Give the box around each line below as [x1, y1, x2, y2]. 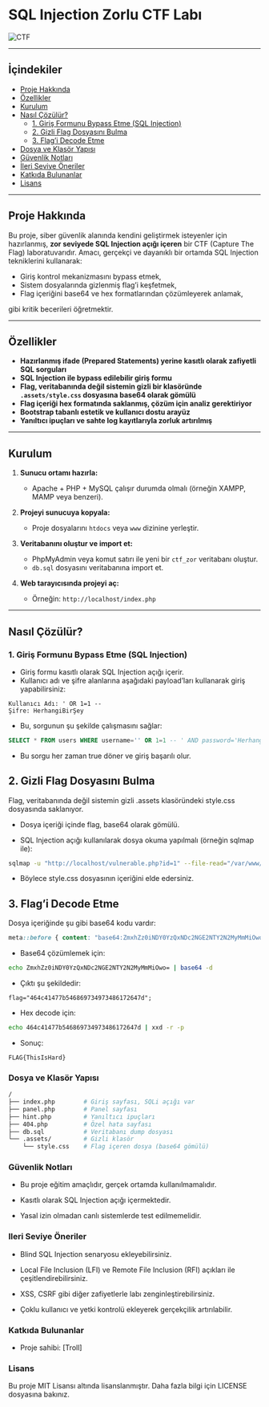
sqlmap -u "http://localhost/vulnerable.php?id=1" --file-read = [8, 859, 227, 867]
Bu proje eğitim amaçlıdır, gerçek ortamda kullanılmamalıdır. [19, 1180, 217, 1189]
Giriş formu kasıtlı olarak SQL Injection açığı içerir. [19, 667, 184, 676]
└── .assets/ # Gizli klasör [8, 1135, 134, 1144]
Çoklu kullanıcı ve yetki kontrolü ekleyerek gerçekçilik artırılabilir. [19, 1304, 233, 1314]
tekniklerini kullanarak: [8, 255, 82, 266]
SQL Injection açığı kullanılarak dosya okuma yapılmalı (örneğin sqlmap [19, 835, 255, 845]
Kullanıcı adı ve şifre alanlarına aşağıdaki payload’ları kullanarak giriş [19, 675, 246, 685]
